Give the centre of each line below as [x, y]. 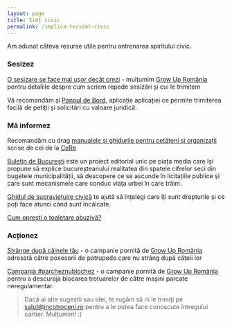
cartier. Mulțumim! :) [53, 314]
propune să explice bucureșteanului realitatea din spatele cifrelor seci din [112, 168]
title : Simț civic [34, 20]
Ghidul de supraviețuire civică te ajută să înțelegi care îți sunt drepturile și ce [116, 196]
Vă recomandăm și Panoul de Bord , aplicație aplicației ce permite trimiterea [114, 100]
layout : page [26, 14]
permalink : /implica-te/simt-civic [59, 26]
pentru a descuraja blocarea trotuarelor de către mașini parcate [98, 279]
